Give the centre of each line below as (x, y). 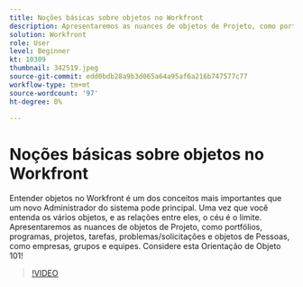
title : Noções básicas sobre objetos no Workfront (106, 18)
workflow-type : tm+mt (50, 85)
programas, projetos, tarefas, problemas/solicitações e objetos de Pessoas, (150, 236)
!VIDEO (45, 273)
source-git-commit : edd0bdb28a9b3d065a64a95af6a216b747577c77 (129, 77)
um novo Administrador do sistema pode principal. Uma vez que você (139, 208)
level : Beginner (40, 51)
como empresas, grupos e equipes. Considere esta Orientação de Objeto (145, 246)
